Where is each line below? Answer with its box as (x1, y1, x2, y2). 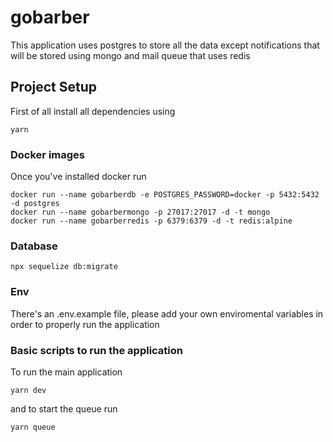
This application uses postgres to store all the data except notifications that (10, 39, 320, 51)
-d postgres (10, 199, 60, 209)
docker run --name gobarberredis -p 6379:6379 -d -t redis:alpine (10, 216, 293, 226)
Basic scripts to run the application (10, 343, 183, 357)
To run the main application (10, 366, 123, 378)
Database (10, 239, 58, 253)
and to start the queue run (10, 402, 118, 415)
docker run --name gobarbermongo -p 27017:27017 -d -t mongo (10, 207, 271, 218)
